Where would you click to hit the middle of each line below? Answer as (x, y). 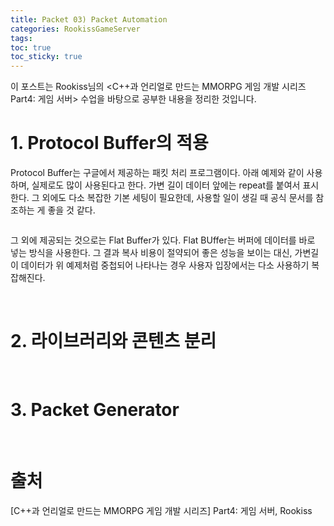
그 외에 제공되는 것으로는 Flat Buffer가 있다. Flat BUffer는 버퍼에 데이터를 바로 (163, 240)
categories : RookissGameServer (75, 29)
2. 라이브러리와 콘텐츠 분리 (113, 341)
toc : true (31, 47)
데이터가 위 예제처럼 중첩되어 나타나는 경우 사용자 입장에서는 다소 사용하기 (165, 265)
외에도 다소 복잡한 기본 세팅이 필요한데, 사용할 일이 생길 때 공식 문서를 (177, 198)
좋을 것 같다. (71, 210)
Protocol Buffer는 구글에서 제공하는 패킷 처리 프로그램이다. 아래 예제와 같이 (157, 173)
